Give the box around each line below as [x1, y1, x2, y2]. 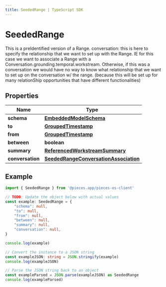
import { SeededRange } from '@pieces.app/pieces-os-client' [5, 186, 135, 191]
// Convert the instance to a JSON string [5, 250, 94, 255]
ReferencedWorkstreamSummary [44, 147, 126, 154]
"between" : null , [14, 218, 50, 223]
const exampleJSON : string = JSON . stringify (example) [5, 254, 119, 260]
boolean [44, 139, 65, 146]
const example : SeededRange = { [5, 199, 72, 204]
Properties [5, 91, 39, 100]
